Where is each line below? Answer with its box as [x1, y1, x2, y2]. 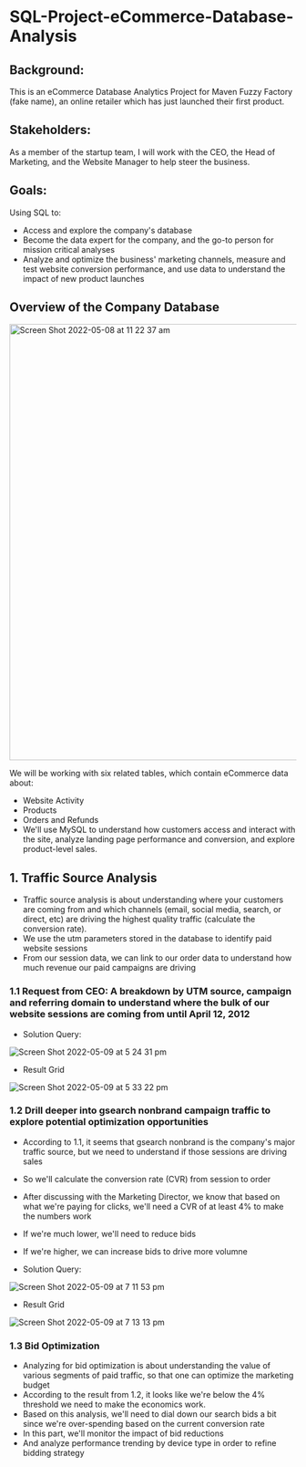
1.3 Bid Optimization [9, 1339, 100, 1352]
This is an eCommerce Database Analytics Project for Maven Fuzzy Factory [9, 87, 293, 97]
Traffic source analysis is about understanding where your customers [22, 894, 284, 905]
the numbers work [22, 1211, 92, 1222]
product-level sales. [22, 844, 97, 855]
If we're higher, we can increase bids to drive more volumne [22, 1245, 248, 1256]
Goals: [9, 182, 47, 198]
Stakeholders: [9, 122, 91, 138]
